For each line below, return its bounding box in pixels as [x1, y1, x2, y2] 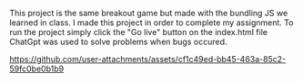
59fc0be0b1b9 [9, 63, 65, 74]
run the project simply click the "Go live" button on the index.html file [9, 27, 268, 37]
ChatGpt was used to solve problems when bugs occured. [9, 36, 227, 47]
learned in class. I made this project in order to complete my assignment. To [9, 17, 294, 28]
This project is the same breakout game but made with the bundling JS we [9, 8, 288, 18]
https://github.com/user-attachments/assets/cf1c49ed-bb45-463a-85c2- [9, 54, 287, 64]
